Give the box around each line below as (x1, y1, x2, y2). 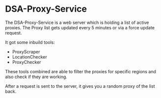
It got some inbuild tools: (5, 39, 55, 45)
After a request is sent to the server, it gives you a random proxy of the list (5, 83, 155, 89)
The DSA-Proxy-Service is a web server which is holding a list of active (5, 20, 149, 25)
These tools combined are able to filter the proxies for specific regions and (5, 68, 156, 74)
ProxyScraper (12, 49, 40, 55)
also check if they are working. (5, 74, 68, 79)
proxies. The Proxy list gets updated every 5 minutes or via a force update (5, 24, 155, 30)
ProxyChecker (12, 59, 41, 65)
